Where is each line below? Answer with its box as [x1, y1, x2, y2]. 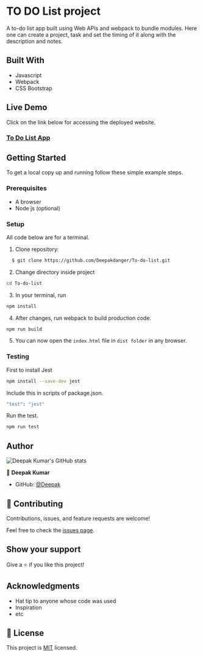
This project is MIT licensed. [6, 644, 77, 651]
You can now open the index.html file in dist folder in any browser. [15, 337, 187, 344]
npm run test [6, 424, 40, 430]
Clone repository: [15, 245, 59, 253]
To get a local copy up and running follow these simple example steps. [6, 169, 183, 176]
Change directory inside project [15, 268, 95, 276]
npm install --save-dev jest [6, 378, 80, 384]
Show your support [6, 544, 81, 555]
